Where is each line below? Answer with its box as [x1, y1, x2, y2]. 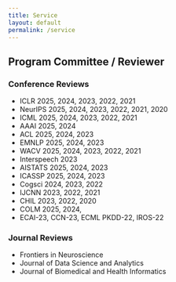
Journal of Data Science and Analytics [19, 258, 144, 268]
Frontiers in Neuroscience [19, 250, 104, 259]
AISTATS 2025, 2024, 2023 [19, 163, 108, 172]
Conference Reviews [8, 78, 90, 89]
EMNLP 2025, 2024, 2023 [19, 138, 104, 147]
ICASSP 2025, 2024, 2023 [19, 172, 105, 181]
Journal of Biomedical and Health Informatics [19, 267, 167, 277]
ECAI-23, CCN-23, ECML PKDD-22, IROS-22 [19, 213, 164, 222]
